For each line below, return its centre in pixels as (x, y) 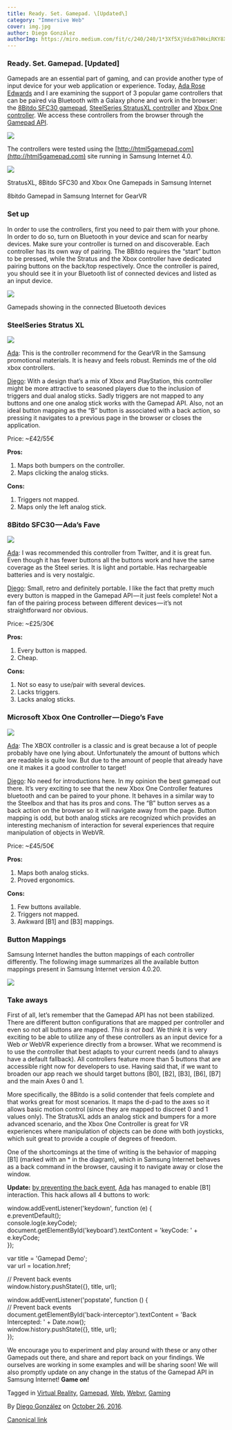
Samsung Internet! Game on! (48, 1379)
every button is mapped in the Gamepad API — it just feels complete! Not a (113, 596)
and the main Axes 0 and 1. (46, 1081)
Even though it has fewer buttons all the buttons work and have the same (111, 560)
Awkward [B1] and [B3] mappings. (66, 922)
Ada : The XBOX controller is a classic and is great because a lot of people (112, 745)
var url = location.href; (39, 1266)
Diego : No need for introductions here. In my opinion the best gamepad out (114, 781)
